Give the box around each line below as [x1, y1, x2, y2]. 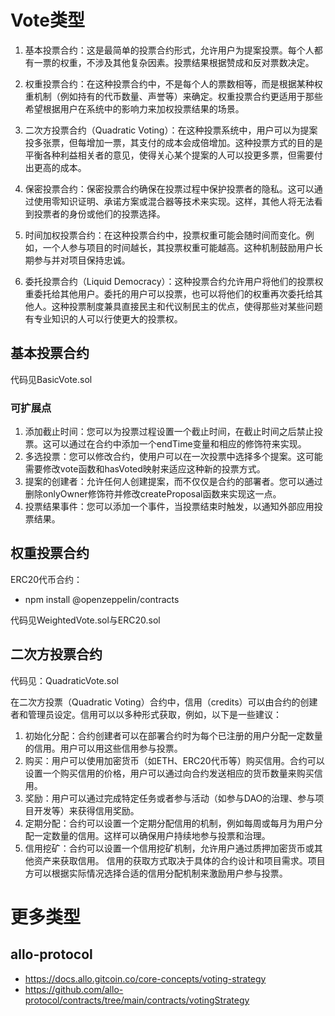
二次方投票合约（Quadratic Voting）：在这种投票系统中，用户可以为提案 [24, 124, 318, 136]
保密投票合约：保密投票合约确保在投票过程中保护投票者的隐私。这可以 [24, 182, 315, 195]
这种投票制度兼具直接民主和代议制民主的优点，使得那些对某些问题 [51, 300, 323, 312]
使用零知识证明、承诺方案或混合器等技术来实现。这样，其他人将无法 [33, 195, 315, 207]
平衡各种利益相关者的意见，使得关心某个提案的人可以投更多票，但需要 [24, 149, 315, 161]
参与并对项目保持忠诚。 [33, 254, 131, 266]
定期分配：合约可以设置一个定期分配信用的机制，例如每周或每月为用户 [24, 817, 315, 829]
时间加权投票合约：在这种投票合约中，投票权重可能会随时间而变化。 [24, 229, 306, 241]
